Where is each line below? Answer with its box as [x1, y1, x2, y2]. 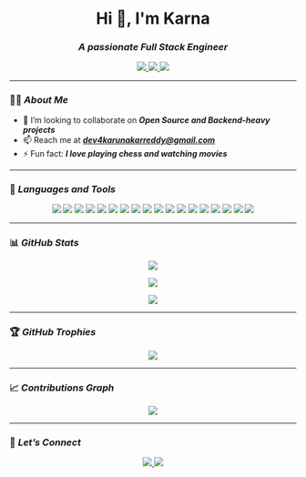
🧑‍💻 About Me [9, 94, 68, 107]
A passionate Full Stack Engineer [77, 41, 229, 54]
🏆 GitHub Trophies [9, 326, 97, 339]
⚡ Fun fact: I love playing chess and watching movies [22, 147, 228, 158]
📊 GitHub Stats [9, 237, 79, 249]
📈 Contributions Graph [9, 381, 115, 394]
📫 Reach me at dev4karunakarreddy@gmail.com [22, 134, 216, 145]
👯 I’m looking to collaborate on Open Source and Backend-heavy [22, 114, 270, 126]
